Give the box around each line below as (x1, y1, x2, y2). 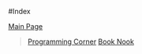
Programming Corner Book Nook (27, 37, 134, 46)
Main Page (8, 22, 43, 31)
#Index (8, 7, 31, 16)
